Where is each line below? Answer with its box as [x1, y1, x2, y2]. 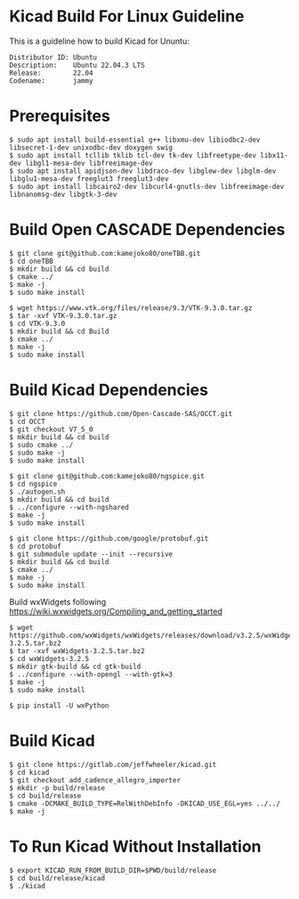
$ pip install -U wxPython [9, 701, 109, 710]
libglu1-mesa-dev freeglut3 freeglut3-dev [9, 174, 169, 184]
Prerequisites [9, 106, 111, 127]
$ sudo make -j [9, 448, 66, 457]
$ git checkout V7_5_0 [9, 425, 93, 434]
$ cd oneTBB [9, 257, 53, 266]
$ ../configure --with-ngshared [9, 503, 129, 511]
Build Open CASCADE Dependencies [9, 220, 286, 240]
